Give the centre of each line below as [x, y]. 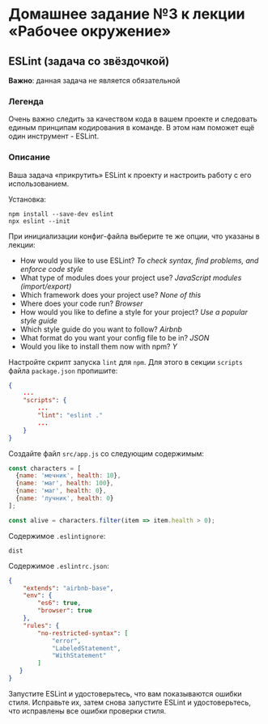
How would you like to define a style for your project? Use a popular [134, 311]
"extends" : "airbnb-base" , [68, 588]
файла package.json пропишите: [63, 370]
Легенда [26, 101]
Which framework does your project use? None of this [111, 294]
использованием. [39, 184]
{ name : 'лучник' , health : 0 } [65, 498]
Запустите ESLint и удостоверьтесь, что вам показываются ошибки [125, 693]
